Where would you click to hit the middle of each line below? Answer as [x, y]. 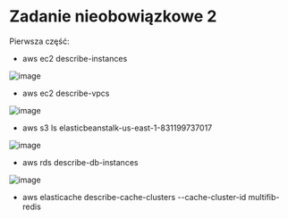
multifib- [264, 197]
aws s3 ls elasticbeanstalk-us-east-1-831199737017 [117, 128]
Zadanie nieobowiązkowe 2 [113, 17]
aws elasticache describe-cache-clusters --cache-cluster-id [134, 197]
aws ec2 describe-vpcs [66, 93]
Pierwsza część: [39, 41]
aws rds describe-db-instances [80, 162]
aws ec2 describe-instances [75, 58]
